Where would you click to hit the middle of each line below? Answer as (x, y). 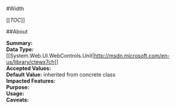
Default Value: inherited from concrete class (61, 74)
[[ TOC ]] (15, 20)
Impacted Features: (31, 81)
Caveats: (18, 100)
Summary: (19, 43)
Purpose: (18, 87)
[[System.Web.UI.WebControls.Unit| (50, 55)
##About (17, 31)
